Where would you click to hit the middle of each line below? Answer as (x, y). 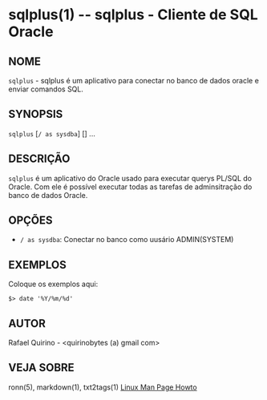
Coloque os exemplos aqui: (53, 284)
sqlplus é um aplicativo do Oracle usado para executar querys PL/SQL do (130, 178)
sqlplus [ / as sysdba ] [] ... (52, 133)
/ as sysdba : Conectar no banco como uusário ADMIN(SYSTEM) (127, 240)
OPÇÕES (31, 221)
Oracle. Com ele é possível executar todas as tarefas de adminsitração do (130, 187)
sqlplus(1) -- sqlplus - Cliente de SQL (133, 15)
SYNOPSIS (36, 114)
